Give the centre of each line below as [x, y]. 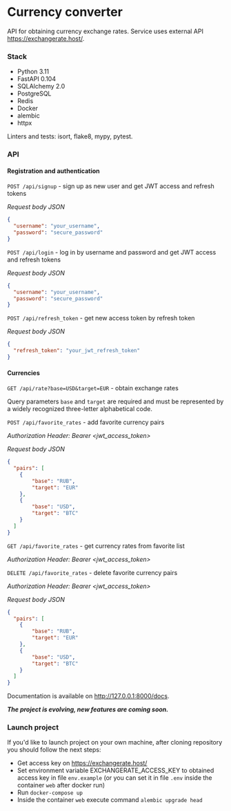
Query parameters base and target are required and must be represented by [115, 401]
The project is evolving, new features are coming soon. [88, 709]
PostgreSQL [34, 93]
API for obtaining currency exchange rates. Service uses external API [105, 31]
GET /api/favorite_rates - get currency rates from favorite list [96, 546]
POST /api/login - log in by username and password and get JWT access [112, 252]
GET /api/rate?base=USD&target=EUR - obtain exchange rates [93, 388]
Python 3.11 [33, 72]
